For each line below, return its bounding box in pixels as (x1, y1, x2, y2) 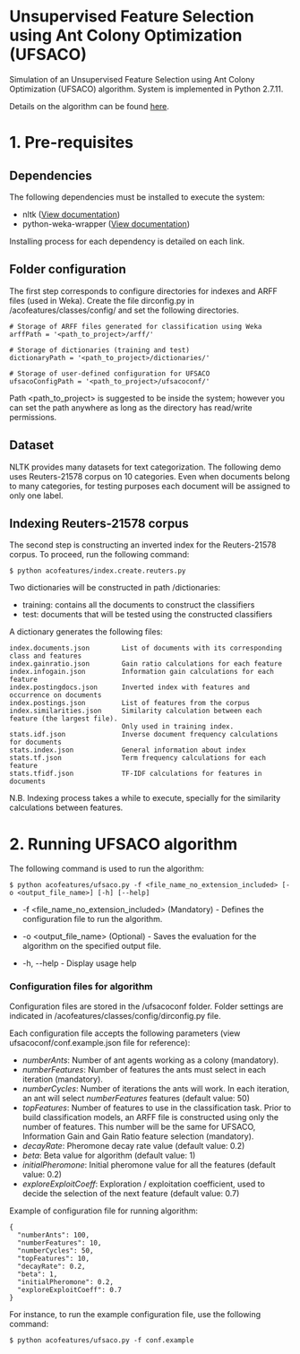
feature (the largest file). (9, 714, 118, 723)
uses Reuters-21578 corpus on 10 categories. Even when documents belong (9, 470, 291, 481)
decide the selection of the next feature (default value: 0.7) (21, 1187, 240, 1198)
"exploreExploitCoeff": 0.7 (17, 1285, 123, 1294)
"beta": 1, (17, 1270, 58, 1279)
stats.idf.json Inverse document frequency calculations (9, 730, 279, 739)
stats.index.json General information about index (9, 746, 246, 755)
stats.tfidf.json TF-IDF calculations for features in (9, 769, 262, 779)
